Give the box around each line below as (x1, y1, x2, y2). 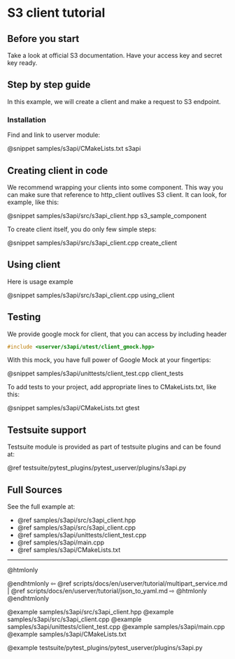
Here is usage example (7, 277, 73, 286)
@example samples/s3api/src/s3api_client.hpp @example (7, 608, 174, 616)
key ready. (7, 59, 38, 67)
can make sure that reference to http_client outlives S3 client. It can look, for (7, 190, 227, 198)
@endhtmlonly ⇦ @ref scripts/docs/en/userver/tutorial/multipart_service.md (7, 579, 228, 588)
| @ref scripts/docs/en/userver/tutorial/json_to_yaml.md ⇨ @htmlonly (7, 587, 208, 595)
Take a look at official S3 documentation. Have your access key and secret (7, 51, 222, 59)
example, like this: (7, 198, 59, 206)
